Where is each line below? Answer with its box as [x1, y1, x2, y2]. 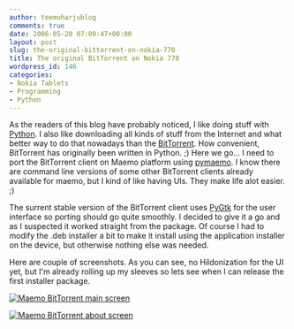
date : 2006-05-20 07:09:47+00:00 [9, 29, 132, 38]
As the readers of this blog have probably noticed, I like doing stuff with [9, 119, 269, 130]
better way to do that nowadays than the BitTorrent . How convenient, [9, 138, 260, 149]
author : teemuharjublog [9, 12, 97, 22]
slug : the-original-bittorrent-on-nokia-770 [9, 46, 176, 55]
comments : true [9, 21, 65, 30]
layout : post [9, 37, 57, 47]
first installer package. [9, 276, 91, 287]
